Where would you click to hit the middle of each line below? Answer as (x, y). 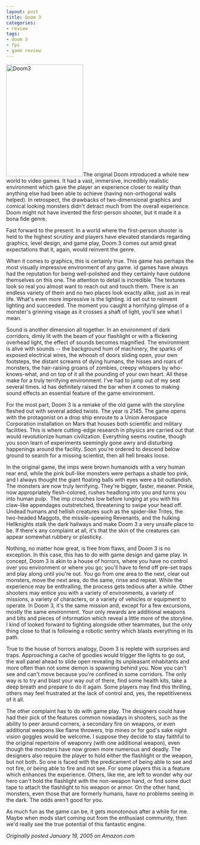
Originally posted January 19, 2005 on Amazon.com (70, 835)
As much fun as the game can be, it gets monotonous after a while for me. (97, 811)
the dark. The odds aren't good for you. (55, 800)
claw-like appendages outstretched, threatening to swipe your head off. (94, 505)
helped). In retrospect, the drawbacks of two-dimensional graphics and (94, 199)
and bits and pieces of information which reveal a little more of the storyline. (100, 618)
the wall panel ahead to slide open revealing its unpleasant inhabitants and (98, 661)
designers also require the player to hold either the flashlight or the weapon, (99, 755)
